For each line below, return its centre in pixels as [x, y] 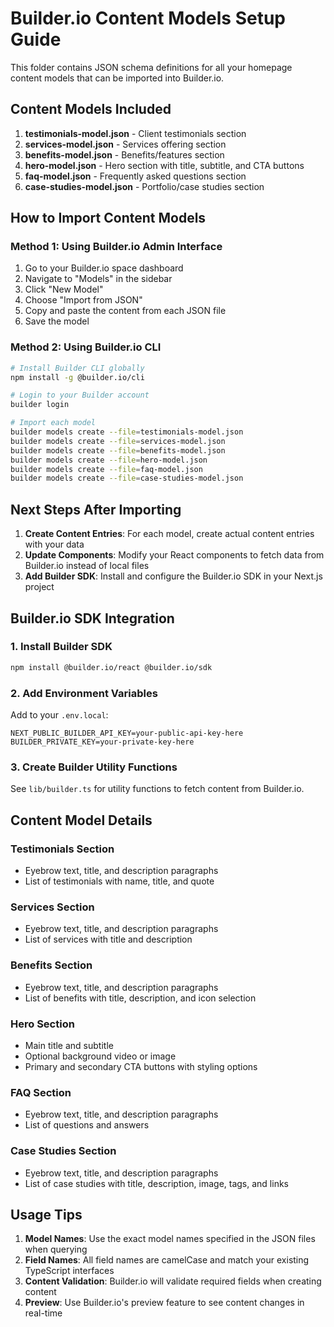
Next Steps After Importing [96, 509]
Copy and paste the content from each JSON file [125, 311]
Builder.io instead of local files [87, 566]
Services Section [52, 907]
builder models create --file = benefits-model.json [118, 450]
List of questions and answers [87, 1125]
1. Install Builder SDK [61, 647]
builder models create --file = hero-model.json [109, 460]
